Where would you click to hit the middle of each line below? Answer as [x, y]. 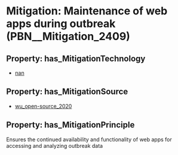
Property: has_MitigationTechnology [76, 58]
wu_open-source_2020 [43, 106]
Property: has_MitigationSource [67, 92]
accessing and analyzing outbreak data [55, 145]
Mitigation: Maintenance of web [87, 11]
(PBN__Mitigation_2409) [68, 37]
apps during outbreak [61, 24]
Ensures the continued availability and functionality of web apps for [89, 139]
